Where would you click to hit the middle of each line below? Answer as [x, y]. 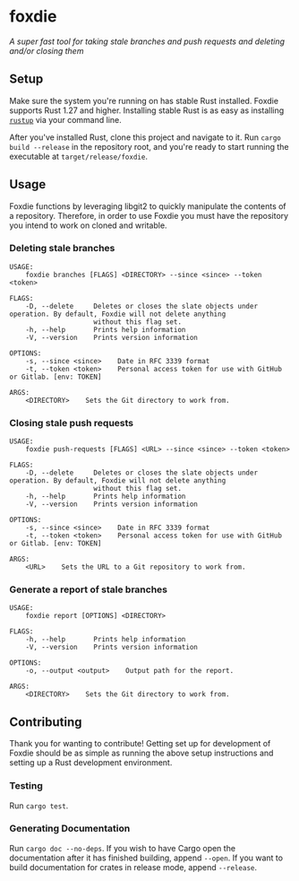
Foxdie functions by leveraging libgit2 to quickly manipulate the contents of [148, 206]
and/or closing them [47, 50]
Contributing [46, 722]
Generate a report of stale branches [89, 589]
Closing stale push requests [72, 423]
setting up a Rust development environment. [91, 763]
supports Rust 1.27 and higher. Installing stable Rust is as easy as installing [147, 110]
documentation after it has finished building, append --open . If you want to [146, 858]
